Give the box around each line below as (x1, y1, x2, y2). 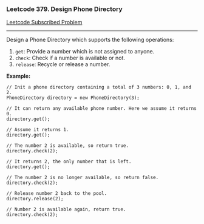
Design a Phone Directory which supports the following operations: (6, 36, 174, 44)
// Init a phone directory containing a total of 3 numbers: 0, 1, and (6, 84, 191, 90)
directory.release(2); (6, 196, 64, 202)
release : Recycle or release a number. (15, 61, 110, 68)
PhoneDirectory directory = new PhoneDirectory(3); (6, 95, 140, 101)
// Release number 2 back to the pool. (6, 191, 107, 197)
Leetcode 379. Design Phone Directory (6, 5, 123, 13)
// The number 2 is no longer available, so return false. (6, 175, 159, 181)
